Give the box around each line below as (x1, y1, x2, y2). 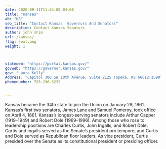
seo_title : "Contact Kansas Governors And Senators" (5, 21, 119, 26)
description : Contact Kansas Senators (5, 26, 85, 30)
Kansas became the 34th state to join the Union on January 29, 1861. (5, 102, 145, 107)
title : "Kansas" (5, 12, 39, 17)
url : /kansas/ (5, 35, 35, 40)
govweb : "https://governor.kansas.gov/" (5, 66, 90, 71)
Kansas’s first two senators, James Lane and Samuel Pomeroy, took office (5, 107, 156, 113)
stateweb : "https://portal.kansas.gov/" (5, 61, 90, 66)
